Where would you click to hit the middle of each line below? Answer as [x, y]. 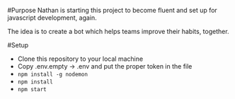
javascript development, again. [52, 18]
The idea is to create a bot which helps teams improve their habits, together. [118, 31]
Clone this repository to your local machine [80, 59]
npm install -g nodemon [53, 74]
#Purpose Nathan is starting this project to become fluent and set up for [112, 10]
